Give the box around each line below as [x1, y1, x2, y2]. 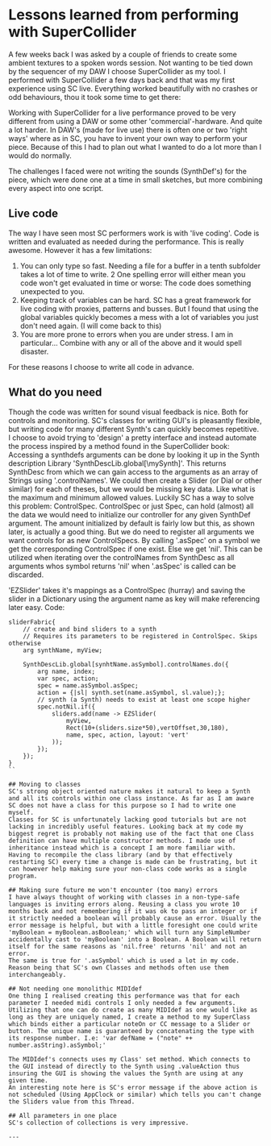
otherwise [8, 639, 42, 647]
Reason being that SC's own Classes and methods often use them [8, 963, 229, 972]
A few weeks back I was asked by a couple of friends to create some [8, 49, 238, 59]
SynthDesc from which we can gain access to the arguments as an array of [8, 467, 258, 476]
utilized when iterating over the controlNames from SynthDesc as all [8, 552, 235, 562]
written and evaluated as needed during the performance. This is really [8, 236, 244, 247]
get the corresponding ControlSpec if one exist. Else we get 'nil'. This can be [8, 544, 263, 554]
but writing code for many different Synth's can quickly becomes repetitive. [8, 424, 260, 434]
